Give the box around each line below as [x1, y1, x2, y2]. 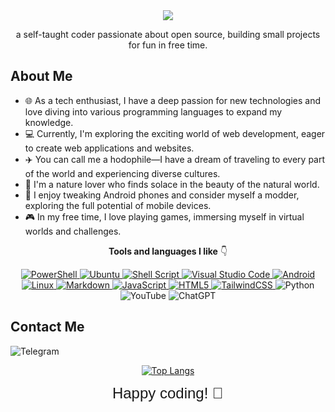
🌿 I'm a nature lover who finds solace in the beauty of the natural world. [24, 178, 320, 190]
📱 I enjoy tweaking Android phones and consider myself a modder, [24, 189, 300, 201]
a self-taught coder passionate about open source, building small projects [15, 29, 321, 40]
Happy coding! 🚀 [111, 384, 225, 402]
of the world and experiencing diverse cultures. [24, 167, 221, 179]
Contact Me [10, 319, 85, 336]
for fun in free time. [128, 39, 208, 51]
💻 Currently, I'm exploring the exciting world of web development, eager [24, 127, 326, 139]
